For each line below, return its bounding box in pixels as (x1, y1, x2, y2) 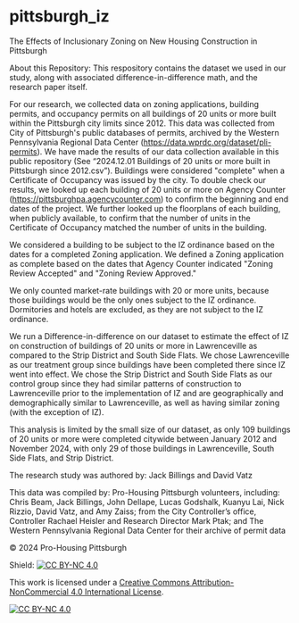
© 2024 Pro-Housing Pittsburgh (9, 542, 128, 552)
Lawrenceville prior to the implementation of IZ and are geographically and (9, 387, 284, 398)
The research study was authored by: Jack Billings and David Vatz (9, 469, 253, 480)
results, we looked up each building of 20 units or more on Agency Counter (9, 184, 287, 195)
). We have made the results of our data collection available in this (37, 145, 279, 157)
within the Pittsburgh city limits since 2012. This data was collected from (9, 118, 275, 129)
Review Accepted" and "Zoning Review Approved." (9, 268, 197, 278)
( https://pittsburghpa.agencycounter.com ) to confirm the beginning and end (9, 194, 288, 204)
